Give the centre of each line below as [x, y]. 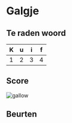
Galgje [23, 11]
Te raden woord [36, 33]
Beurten [22, 114]
